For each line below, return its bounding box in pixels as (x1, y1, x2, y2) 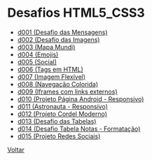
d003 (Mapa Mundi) (17, 43, 76, 51)
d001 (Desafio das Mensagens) (17, 28, 108, 36)
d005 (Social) (17, 57, 57, 66)
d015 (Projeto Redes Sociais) (17, 131, 101, 140)
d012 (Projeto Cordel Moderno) (17, 110, 107, 118)
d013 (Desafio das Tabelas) (17, 117, 97, 125)
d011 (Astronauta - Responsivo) (17, 102, 109, 110)
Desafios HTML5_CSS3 (7, 5, 145, 21)
